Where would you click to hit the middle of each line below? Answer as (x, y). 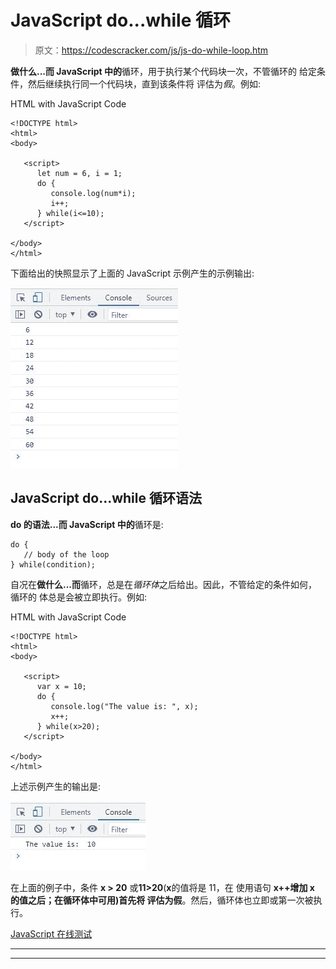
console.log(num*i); (93, 193)
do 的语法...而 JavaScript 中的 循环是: (87, 524)
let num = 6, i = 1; (79, 173)
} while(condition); (53, 564)
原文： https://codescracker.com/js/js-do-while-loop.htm (151, 50)
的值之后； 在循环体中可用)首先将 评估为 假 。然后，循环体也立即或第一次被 (162, 900)
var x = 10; (61, 686)
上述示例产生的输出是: (56, 786)
